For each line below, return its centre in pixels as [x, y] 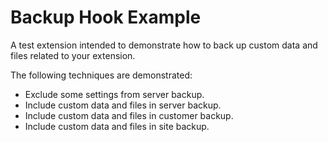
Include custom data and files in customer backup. [129, 115]
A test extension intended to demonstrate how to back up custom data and [164, 45]
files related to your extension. [73, 55]
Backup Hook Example [106, 17]
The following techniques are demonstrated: [101, 75]
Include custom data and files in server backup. [123, 105]
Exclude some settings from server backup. [114, 94]
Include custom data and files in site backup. [117, 126]
